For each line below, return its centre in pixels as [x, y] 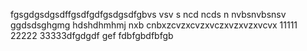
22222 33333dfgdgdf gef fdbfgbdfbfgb [92, 35]
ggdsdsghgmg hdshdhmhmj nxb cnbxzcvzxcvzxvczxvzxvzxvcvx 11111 [154, 25]
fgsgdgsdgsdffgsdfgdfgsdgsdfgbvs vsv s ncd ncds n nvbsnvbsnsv [148, 14]
